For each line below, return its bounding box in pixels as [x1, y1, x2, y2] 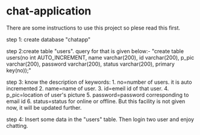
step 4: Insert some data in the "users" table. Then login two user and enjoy [6, 116, 195, 123]
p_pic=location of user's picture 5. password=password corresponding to [6, 91, 189, 98]
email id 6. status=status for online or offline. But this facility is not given [6, 98, 186, 105]
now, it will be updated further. [6, 104, 82, 111]
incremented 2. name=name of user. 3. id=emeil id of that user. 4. [6, 84, 169, 92]
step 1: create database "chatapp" [6, 36, 91, 43]
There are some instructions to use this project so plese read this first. [6, 24, 181, 31]
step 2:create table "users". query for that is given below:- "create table [6, 47, 184, 55]
